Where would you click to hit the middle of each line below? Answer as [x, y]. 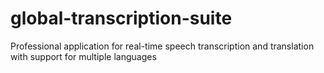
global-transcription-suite [121, 18]
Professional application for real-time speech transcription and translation [162, 46]
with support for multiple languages [83, 56]
